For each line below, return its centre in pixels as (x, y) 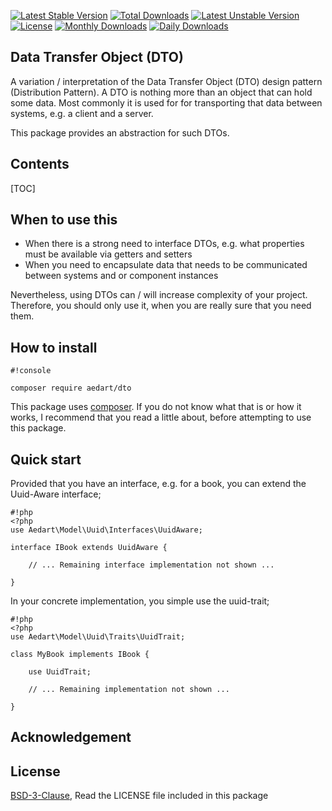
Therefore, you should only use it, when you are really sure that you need (161, 306)
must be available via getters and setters (108, 254)
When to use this (64, 220)
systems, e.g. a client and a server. (82, 113)
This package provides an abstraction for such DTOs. (120, 132)
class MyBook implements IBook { (80, 655)
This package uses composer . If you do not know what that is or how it (156, 407)
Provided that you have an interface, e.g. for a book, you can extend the (158, 484)
